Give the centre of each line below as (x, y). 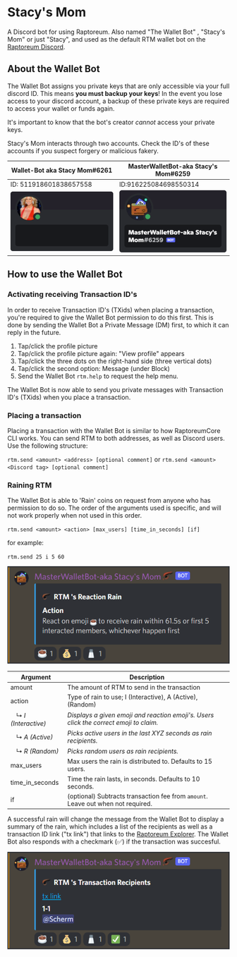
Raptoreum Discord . (36, 47)
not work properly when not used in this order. (75, 516)
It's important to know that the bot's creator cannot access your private (111, 122)
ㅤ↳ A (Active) (32, 737)
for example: (26, 543)
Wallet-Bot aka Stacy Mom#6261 (62, 170)
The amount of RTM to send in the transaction (134, 687)
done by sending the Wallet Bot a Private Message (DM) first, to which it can (118, 324)
